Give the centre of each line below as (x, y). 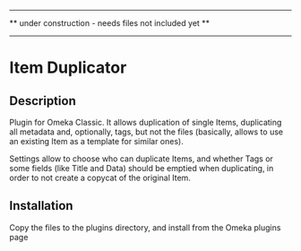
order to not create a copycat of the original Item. (100, 177)
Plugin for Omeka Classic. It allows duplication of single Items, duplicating (146, 122)
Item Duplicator (68, 68)
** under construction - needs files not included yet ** (110, 23)
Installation (41, 206)
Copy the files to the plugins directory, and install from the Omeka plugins (145, 227)
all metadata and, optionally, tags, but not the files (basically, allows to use (146, 132)
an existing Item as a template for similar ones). (96, 141)
